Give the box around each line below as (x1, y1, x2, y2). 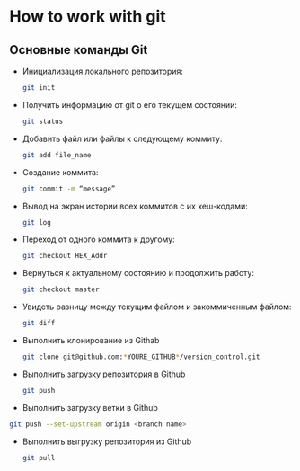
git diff (22, 319, 56, 328)
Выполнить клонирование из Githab (22, 335, 160, 345)
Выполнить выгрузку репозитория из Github (22, 436, 192, 447)
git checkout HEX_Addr (22, 252, 108, 261)
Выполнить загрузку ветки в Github (22, 402, 159, 413)
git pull (22, 453, 56, 462)
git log (22, 218, 51, 227)
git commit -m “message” (22, 184, 116, 193)
